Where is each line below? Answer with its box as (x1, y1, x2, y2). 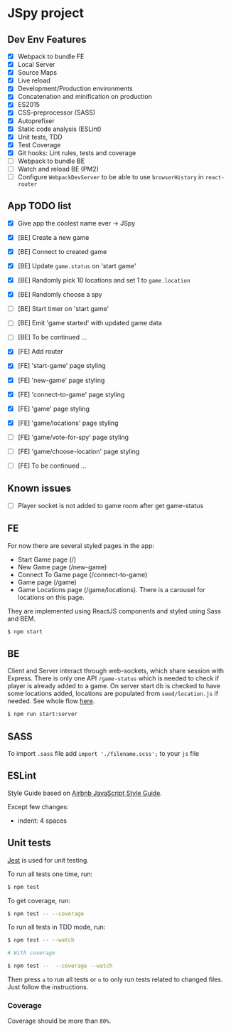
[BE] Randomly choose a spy (17, 290, 102, 299)
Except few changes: (7, 802, 69, 811)
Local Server (17, 60, 55, 69)
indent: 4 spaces (17, 816, 68, 825)
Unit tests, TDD (17, 132, 63, 141)
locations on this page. (17, 593, 85, 601)
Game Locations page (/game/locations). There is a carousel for (17, 585, 206, 594)
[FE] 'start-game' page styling (17, 362, 106, 370)
